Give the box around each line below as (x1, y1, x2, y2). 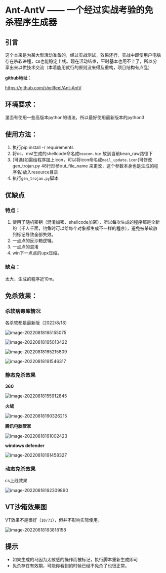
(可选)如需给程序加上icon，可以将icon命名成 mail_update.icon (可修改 (12, 157, 152, 163)
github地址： (5, 75, 32, 81)
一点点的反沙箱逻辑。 (12, 238, 56, 244)
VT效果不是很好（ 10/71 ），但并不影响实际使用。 (5, 517, 102, 523)
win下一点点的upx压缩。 (12, 250, 62, 256)
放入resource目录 (22, 169, 58, 175)
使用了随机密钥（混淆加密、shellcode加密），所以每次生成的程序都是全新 (12, 219, 160, 225)
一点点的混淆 (12, 244, 39, 250)
